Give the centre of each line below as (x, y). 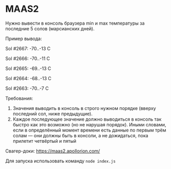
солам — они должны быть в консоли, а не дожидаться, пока (80, 135)
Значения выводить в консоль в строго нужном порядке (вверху (84, 108)
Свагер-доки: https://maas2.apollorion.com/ (53, 151)
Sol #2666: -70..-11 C (28, 58)
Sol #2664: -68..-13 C (28, 78)
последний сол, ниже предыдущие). (53, 114)
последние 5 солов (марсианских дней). (50, 28)
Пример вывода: (24, 39)
